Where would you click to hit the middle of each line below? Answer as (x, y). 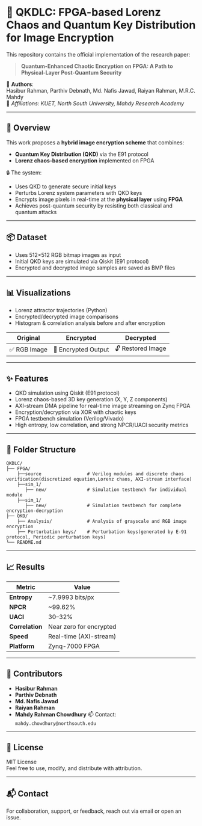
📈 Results (26, 567)
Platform (22, 646)
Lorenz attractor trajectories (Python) (61, 310)
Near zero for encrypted (82, 626)
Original (29, 338)
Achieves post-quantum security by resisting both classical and (93, 205)
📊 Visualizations (38, 293)
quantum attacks (36, 212)
